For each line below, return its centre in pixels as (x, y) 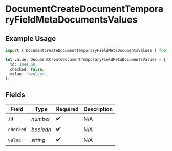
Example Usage (31, 39)
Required (67, 109)
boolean (41, 130)
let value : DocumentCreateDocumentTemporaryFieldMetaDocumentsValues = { (86, 59)
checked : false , (27, 69)
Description (98, 109)
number (41, 119)
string (38, 140)
